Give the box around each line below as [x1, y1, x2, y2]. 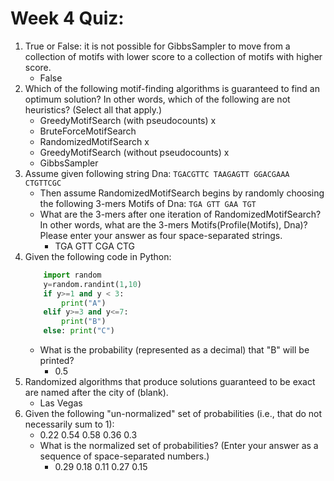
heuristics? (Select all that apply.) [24, 103, 163, 116]
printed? [39, 355, 75, 367]
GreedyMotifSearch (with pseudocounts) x [39, 114, 217, 126]
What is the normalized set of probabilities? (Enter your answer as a [39, 440, 319, 452]
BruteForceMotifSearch [39, 125, 137, 137]
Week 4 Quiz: [10, 7, 125, 30]
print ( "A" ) [61, 298, 107, 308]
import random [43, 270, 102, 280]
